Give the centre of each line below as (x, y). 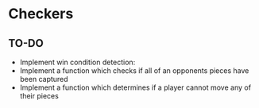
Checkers (41, 14)
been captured (44, 79)
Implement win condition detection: (77, 62)
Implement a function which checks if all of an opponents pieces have (134, 71)
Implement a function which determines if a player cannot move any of (135, 87)
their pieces (39, 96)
